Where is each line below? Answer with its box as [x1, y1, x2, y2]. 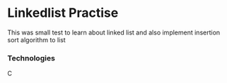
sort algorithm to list [7, 35, 66, 44]
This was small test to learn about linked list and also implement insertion [7, 28, 221, 37]
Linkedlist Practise [7, 5, 119, 21]
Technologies [7, 53, 55, 63]
